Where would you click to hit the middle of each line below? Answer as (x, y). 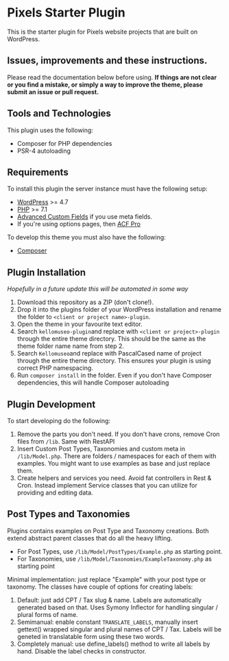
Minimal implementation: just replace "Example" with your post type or (107, 579)
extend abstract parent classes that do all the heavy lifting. (90, 538)
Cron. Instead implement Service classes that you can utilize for (107, 485)
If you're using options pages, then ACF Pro (79, 224)
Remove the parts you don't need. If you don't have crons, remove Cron (118, 434)
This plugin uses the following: (50, 130)
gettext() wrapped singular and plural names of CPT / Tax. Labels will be (119, 629)
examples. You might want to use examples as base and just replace (113, 463)
